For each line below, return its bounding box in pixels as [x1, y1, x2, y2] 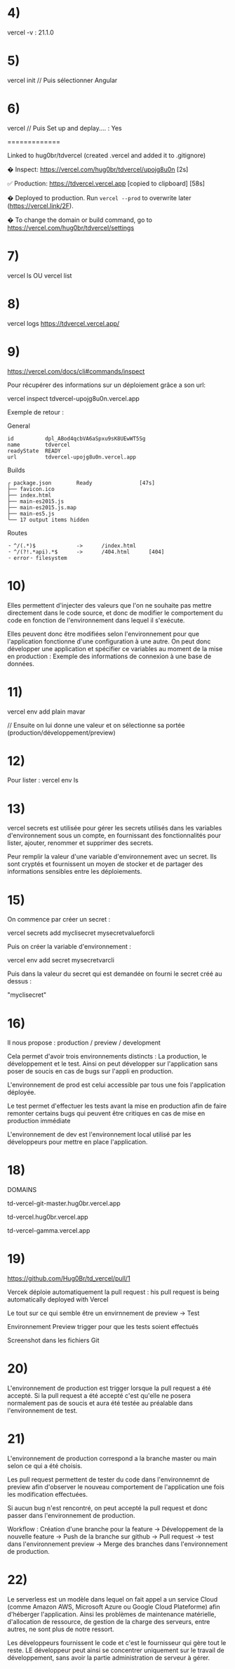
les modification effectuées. [7, 1491, 88, 1498]
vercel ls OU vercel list [7, 271, 72, 280]
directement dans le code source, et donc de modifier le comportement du [7, 608, 223, 617]
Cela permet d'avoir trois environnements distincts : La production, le [7, 1052, 207, 1061]
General [7, 421, 30, 430]
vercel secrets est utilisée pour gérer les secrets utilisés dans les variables [7, 824, 222, 832]
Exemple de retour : [7, 407, 65, 416]
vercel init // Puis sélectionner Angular [7, 76, 118, 84]
